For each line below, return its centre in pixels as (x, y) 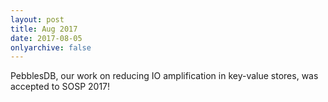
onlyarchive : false (51, 47)
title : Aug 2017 (44, 29)
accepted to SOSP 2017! (60, 87)
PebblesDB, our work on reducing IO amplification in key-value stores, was (164, 76)
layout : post (37, 19)
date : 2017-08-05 (46, 38)
